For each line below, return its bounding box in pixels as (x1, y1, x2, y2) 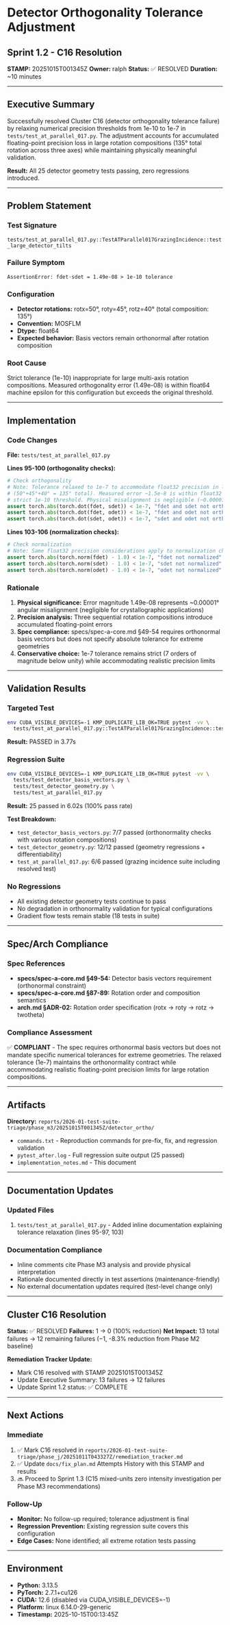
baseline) (7, 1342, 34, 1350)
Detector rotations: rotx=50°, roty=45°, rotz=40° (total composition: (16, 305, 209, 313)
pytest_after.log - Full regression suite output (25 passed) (16, 1151, 185, 1159)
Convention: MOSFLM (16, 320, 81, 328)
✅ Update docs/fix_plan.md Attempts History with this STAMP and (16, 1459, 205, 1467)
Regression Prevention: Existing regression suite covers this (16, 1522, 189, 1530)
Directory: (7, 1118, 37, 1126)
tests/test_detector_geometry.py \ (13, 783, 115, 790)
